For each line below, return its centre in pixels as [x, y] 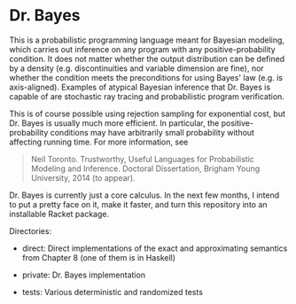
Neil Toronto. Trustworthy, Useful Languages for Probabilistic [143, 159]
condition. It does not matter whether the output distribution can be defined [147, 58]
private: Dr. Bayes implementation [84, 275]
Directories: [30, 230]
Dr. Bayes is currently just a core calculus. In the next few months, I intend [144, 195]
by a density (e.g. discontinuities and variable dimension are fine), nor [136, 68]
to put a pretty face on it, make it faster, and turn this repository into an [138, 204]
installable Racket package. [59, 214]
